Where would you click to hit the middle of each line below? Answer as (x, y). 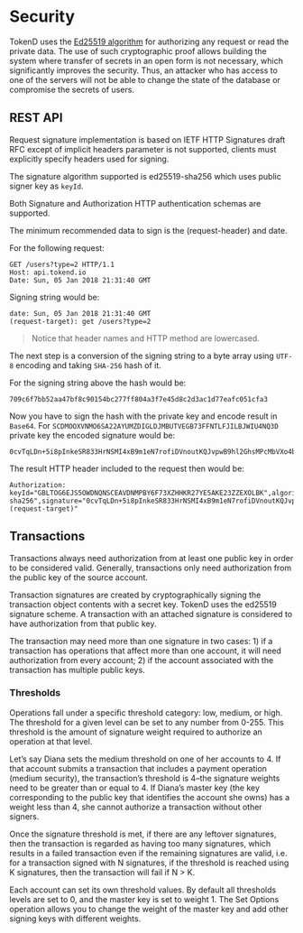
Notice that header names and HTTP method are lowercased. (145, 338)
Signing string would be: (55, 297)
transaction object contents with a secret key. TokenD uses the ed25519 (143, 604)
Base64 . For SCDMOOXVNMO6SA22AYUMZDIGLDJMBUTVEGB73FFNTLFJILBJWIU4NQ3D (144, 425)
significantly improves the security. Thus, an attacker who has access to (143, 70)
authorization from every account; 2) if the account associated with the (142, 660)
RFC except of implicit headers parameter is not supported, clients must (143, 149)
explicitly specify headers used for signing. (89, 159)
